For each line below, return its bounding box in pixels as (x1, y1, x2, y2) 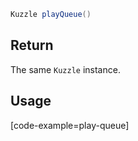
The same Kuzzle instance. (10, 63, 121, 75)
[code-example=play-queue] (10, 119, 130, 131)
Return (10, 37, 54, 54)
